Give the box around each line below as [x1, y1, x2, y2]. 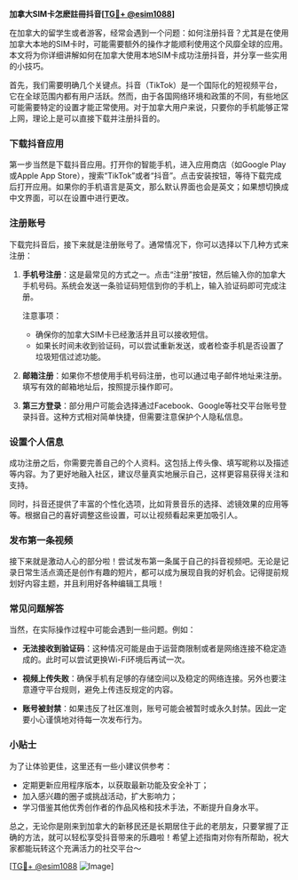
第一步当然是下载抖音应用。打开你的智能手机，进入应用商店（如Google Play [9, 159, 286, 170]
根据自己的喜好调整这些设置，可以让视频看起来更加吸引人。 [24, 509, 242, 520]
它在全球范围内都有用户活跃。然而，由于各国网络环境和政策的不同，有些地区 [9, 91, 289, 101]
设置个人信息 [9, 436, 65, 448]
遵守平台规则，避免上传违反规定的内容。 [29, 684, 178, 695]
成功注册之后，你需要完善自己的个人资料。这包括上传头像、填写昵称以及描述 [9, 457, 289, 468]
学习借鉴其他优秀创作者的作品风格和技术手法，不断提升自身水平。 [21, 802, 263, 812]
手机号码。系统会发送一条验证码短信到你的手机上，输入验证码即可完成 [21, 280, 279, 291]
